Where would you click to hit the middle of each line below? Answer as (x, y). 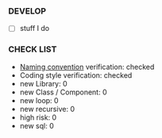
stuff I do (35, 29)
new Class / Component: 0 (63, 92)
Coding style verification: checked (76, 75)
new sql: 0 (37, 125)
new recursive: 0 (47, 109)
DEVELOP (27, 11)
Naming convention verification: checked (87, 67)
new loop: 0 (39, 100)
